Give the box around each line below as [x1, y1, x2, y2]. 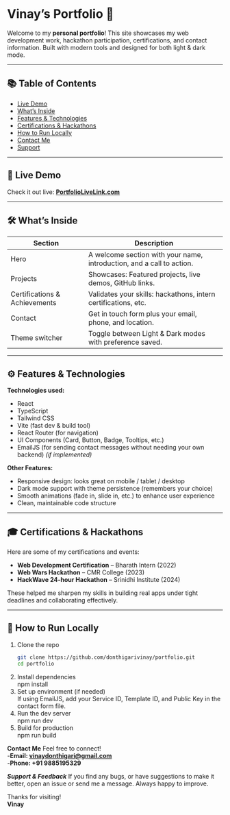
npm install [16, 680, 49, 688]
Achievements [10, 298, 57, 308]
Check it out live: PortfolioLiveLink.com [7, 188, 120, 196]
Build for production [16, 723, 74, 732]
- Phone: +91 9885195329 [7, 759, 81, 767]
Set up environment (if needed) [16, 687, 106, 695]
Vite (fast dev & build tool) [16, 422, 91, 430]
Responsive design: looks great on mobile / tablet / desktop [16, 477, 185, 485]
